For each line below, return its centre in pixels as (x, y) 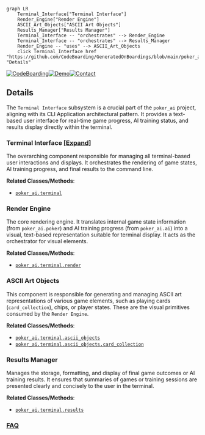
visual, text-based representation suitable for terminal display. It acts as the (101, 235)
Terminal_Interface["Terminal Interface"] (72, 14)
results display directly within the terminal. (59, 127)
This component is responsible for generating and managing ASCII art (94, 294)
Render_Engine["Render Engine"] (58, 20)
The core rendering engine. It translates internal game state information (96, 222)
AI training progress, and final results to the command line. (80, 169)
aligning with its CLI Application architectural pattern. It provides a (89, 114)
